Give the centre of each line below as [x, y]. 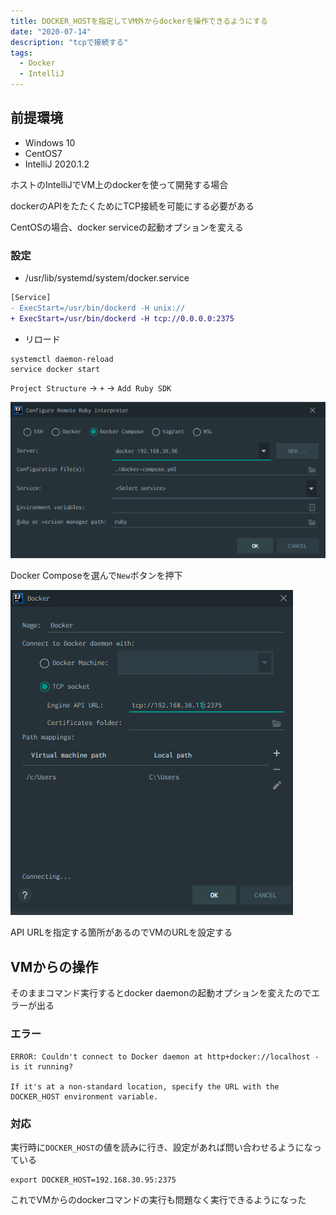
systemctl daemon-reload [62, 359]
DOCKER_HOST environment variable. [84, 1096]
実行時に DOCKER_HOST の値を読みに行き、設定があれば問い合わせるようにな [161, 1147]
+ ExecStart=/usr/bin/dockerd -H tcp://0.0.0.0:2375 [122, 318]
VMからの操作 [54, 966]
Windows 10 [50, 142]
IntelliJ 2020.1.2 [57, 164]
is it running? [42, 1066]
